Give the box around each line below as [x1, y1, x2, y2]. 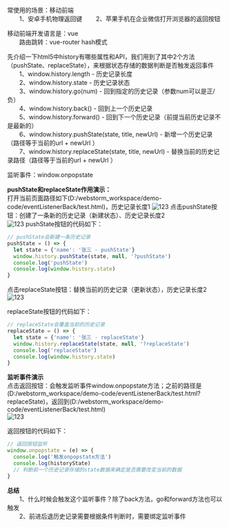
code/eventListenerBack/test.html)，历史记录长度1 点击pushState [7, 203, 212, 210]
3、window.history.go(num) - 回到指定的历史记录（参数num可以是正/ [19, 87, 215, 95]
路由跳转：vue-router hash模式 [19, 38, 108, 46]
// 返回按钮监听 [7, 441, 48, 448]
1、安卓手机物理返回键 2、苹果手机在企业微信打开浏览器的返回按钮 [19, 14, 221, 23]
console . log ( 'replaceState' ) [13, 347, 97, 354]
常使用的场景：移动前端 [7, 6, 74, 14]
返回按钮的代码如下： [7, 427, 68, 435]
